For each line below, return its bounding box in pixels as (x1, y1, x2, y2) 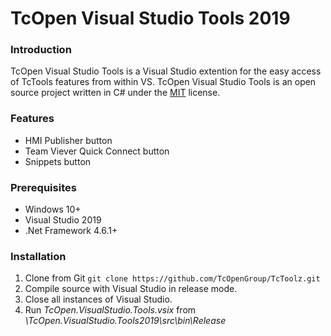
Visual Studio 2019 (24, 214, 102, 226)
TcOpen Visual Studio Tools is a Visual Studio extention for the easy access (10, 65, 322, 77)
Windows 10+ (24, 203, 82, 216)
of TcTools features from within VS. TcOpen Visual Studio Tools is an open (10, 76, 317, 88)
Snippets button (24, 155, 92, 167)
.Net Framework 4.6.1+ (24, 225, 118, 237)
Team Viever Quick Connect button (24, 145, 170, 157)
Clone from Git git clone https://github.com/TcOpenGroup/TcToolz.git (24, 272, 321, 284)
